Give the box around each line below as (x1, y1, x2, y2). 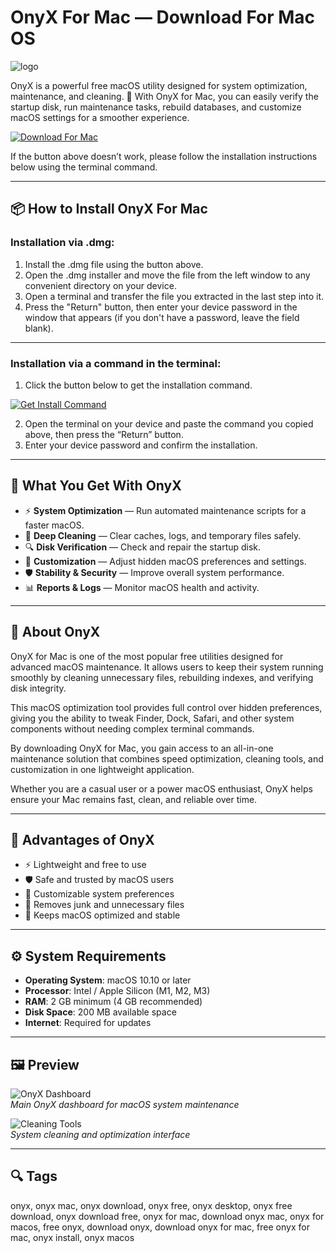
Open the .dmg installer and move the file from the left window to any (24, 269, 311, 281)
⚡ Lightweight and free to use (24, 859, 147, 871)
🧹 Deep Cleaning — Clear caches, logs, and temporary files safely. (24, 529, 302, 541)
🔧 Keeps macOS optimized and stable (24, 909, 181, 921)
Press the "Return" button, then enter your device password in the (24, 301, 298, 313)
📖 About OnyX (10, 624, 101, 641)
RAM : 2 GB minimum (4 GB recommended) (24, 996, 203, 1008)
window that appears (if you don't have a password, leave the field (24, 311, 300, 323)
